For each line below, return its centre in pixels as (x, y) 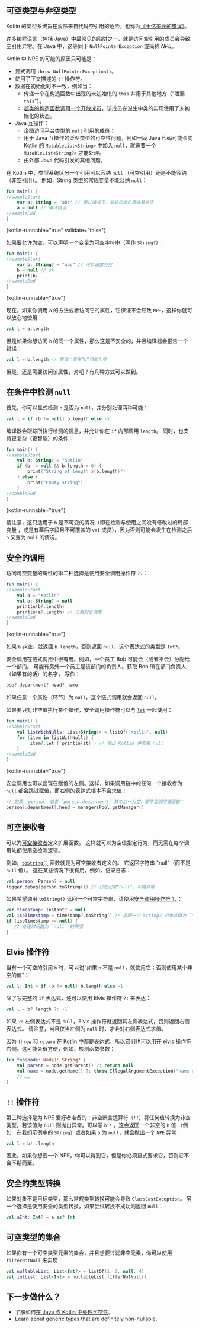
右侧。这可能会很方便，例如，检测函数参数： (61, 1049)
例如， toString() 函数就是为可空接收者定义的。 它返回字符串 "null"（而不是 (98, 863)
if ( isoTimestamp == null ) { (42, 921)
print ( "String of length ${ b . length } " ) (77, 472)
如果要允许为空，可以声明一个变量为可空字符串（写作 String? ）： (85, 242)
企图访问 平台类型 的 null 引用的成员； (69, 130)
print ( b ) (28, 276)
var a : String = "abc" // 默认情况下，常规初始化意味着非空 (85, 202)
